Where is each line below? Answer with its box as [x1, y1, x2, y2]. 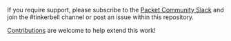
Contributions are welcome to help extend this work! [7, 27, 157, 34]
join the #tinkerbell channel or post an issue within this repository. [7, 13, 194, 21]
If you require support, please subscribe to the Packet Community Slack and [7, 6, 224, 14]
